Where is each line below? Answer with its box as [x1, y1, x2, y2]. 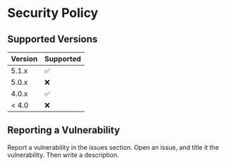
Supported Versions [7, 33, 97, 45]
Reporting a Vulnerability [7, 124, 120, 136]
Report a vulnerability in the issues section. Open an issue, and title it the [7, 143, 219, 151]
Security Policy [7, 5, 99, 21]
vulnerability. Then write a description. [7, 150, 119, 159]
